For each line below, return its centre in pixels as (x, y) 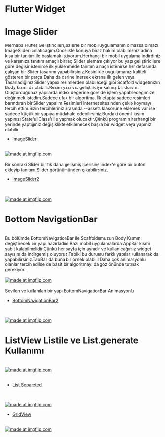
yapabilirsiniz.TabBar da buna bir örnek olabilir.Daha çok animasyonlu (76, 259)
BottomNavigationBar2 (35, 301)
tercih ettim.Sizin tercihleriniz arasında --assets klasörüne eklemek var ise (80, 109)
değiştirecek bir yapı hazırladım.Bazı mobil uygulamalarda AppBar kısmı (78, 244)
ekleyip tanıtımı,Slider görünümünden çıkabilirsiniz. (57, 170)
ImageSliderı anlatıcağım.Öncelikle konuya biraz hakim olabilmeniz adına (79, 51)
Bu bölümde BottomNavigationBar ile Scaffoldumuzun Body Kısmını (73, 238)
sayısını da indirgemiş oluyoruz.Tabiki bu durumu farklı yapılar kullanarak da (82, 254)
